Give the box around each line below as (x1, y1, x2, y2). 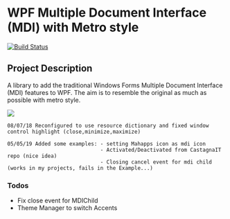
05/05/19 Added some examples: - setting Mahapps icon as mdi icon (7, 140, 206, 147)
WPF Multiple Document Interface (7, 5, 206, 21)
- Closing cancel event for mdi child (100, 158, 213, 166)
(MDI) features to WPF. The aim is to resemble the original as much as (7, 88, 207, 96)
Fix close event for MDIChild (17, 196, 98, 205)
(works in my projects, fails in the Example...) (7, 164, 154, 171)
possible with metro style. (7, 96, 81, 104)
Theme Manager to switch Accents (17, 204, 118, 212)
